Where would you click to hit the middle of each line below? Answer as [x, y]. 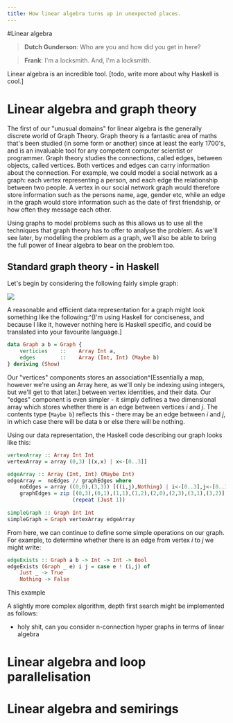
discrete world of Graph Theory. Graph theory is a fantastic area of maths [112, 135]
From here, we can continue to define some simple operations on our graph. [116, 532]
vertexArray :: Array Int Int [51, 455]
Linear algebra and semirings [93, 709]
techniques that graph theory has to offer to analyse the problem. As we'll [112, 230]
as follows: [23, 613]
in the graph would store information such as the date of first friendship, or [114, 202]
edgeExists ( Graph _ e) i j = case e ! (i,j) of [79, 566]
